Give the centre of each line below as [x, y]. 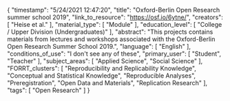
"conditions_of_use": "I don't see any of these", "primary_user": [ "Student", [114, 54]
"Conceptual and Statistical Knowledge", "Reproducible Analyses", [102, 76]
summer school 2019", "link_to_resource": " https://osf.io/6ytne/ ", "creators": [115, 17]
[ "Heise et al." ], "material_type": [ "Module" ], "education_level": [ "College [115, 24]
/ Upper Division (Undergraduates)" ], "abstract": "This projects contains [110, 32]
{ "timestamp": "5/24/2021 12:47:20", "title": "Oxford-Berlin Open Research [114, 10]
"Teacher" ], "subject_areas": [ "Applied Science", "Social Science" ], [105, 61]
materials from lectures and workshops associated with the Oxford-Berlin [111, 39]
